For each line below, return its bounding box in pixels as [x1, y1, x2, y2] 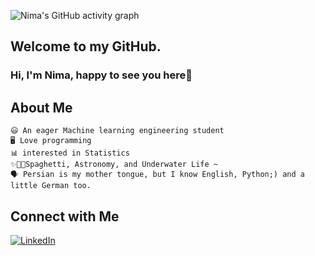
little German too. [10, 181, 92, 191]
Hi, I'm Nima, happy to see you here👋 [10, 68, 193, 82]
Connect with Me [10, 208, 120, 225]
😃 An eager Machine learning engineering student [10, 126, 225, 136]
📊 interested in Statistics [10, 148, 130, 159]
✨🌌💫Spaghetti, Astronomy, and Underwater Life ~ [10, 160, 218, 170]
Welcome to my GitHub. [10, 38, 162, 55]
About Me [10, 99, 73, 116]
